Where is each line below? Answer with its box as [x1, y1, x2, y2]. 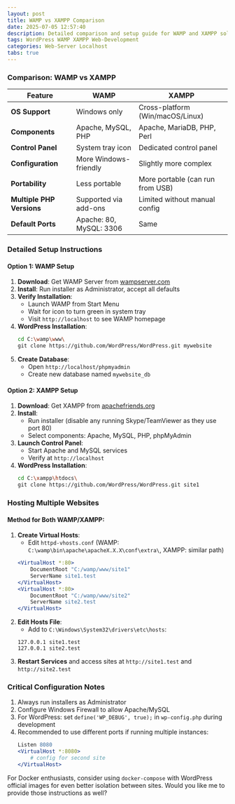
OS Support [10, 107, 51, 116]
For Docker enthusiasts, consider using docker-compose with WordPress [7, 773, 213, 782]
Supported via [76, 194, 123, 204]
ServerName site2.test [30, 598, 97, 605]
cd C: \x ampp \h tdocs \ [17, 475, 78, 482]
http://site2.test [17, 666, 71, 674]
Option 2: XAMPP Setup [7, 386, 78, 394]
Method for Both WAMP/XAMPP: [7, 515, 105, 523]
